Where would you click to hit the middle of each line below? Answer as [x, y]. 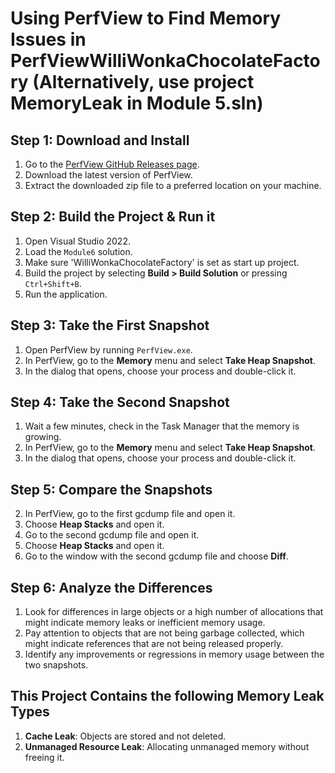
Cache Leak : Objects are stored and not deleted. [125, 736]
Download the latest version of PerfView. [108, 175]
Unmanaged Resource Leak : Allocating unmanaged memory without [167, 746]
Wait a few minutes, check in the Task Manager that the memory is [162, 426]
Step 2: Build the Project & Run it [113, 217]
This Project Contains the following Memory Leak [167, 696]
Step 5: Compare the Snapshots [111, 489]
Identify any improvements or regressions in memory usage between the [174, 654]
